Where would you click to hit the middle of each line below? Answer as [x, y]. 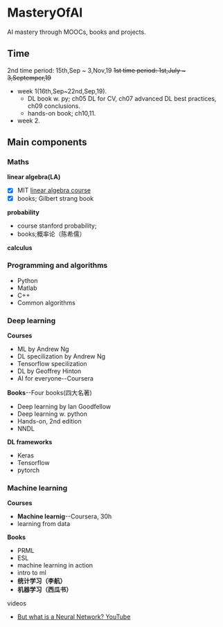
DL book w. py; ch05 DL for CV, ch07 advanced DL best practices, [122, 98]
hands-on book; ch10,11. [62, 113]
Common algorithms [46, 302]
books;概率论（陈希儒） [51, 234]
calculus [20, 248]
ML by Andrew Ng [43, 349]
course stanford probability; [57, 226]
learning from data [44, 524]
